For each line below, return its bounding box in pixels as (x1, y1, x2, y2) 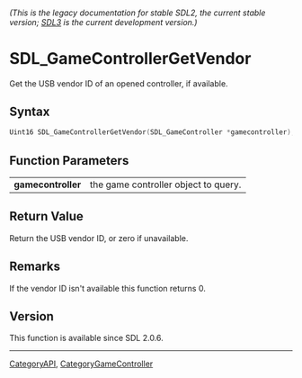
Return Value (9, 209, 84, 224)
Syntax (9, 103, 50, 119)
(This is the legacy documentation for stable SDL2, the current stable (9, 7, 266, 18)
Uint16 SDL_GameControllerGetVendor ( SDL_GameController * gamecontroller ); (9, 128, 296, 137)
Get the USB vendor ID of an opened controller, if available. (9, 77, 228, 89)
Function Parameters (9, 153, 129, 168)
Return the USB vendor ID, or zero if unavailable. (9, 232, 189, 243)
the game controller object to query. (89, 178, 242, 191)
